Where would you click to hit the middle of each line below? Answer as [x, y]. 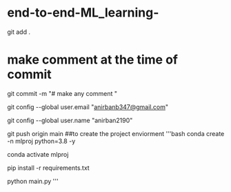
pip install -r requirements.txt [48, 168]
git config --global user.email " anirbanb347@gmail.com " [88, 107]
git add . [19, 32]
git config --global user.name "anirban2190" [70, 120]
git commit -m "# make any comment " [62, 93]
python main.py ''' [33, 181]
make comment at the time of [92, 60]
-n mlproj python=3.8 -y [41, 141]
